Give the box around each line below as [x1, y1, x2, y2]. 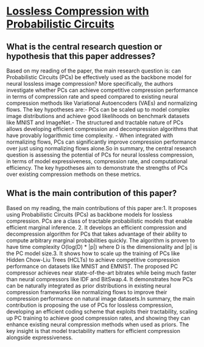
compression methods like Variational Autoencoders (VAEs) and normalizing [6, 99, 198, 107]
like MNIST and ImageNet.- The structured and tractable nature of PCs [6, 119, 184, 126]
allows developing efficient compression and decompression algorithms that [6, 125, 198, 132]
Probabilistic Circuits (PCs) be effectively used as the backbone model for [6, 74, 192, 80]
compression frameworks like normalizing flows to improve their [6, 288, 167, 296]
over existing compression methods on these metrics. [6, 170, 141, 178]
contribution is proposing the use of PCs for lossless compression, [6, 301, 174, 309]
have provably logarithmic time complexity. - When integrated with [6, 132, 174, 139]
